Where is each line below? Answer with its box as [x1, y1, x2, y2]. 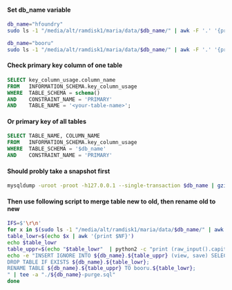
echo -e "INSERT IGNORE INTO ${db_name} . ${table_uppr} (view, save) [7, 252, 209, 259]
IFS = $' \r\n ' [7, 220, 41, 227]
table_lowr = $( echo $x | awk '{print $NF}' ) [7, 233, 135, 240]
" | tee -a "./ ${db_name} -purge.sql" [7, 271, 116, 278]
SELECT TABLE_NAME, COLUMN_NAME [7, 132, 100, 140]
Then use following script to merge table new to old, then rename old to [7, 197, 216, 206]
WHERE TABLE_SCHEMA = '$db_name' [7, 145, 107, 152]
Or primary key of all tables [7, 117, 87, 125]
